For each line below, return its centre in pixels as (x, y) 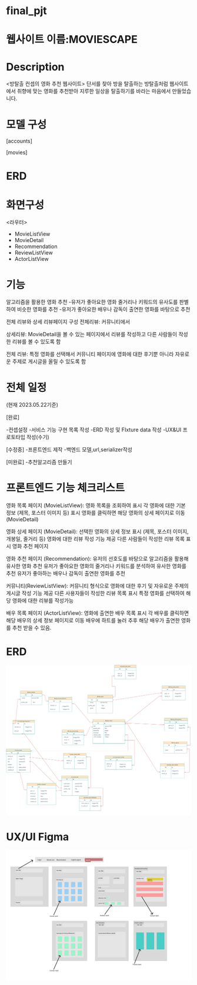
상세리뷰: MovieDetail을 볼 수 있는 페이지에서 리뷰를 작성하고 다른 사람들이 (92, 334)
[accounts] (19, 141)
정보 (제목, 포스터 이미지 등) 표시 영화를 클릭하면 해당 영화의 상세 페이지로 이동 (96, 513)
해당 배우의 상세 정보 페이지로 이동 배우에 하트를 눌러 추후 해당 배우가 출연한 (93, 621)
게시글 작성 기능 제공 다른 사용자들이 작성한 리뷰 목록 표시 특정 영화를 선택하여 (96, 593)
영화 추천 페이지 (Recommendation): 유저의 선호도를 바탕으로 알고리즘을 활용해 (98, 559)
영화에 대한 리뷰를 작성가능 (43, 601)
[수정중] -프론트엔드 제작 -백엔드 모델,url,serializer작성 (69, 450)
